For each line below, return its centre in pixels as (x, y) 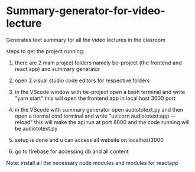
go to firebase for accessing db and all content (71, 151)
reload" (24, 122)
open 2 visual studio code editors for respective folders (82, 80)
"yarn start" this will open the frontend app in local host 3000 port (95, 98)
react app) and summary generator (57, 69)
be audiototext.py (36, 128)
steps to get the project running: (45, 51)
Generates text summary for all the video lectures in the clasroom (86, 40)
